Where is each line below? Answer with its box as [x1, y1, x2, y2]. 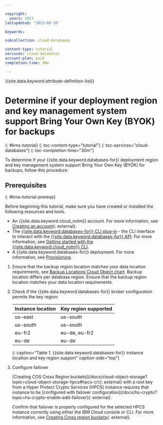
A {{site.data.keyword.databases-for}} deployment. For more [12, 249, 135, 255]
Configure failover [12, 365, 49, 370]
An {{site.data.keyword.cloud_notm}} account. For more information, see [12, 218, 158, 224]
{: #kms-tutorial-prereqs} [5, 194, 56, 200]
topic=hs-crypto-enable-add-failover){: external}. [12, 395, 112, 401]
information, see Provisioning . [12, 254, 72, 260]
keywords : [5, 29, 25, 34]
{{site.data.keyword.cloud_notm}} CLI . [12, 244, 89, 250]
